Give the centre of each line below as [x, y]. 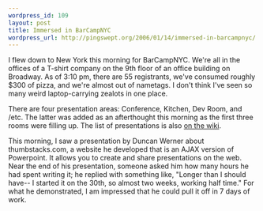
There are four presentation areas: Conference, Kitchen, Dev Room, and [125, 109]
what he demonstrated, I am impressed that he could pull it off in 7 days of [129, 191]
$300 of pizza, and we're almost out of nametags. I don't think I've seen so [130, 85]
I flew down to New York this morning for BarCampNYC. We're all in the [124, 60]
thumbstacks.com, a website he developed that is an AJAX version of [121, 149]
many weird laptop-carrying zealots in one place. [88, 94]
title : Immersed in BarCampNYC [60, 30]
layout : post [30, 23]
